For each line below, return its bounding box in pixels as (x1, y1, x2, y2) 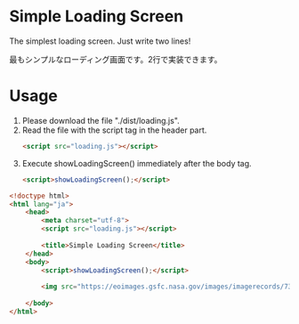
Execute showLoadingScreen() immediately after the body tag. (21, 158, 252, 168)
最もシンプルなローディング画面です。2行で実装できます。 (9, 53, 222, 64)
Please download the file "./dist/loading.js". (21, 115, 180, 126)
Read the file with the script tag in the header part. (21, 125, 207, 135)
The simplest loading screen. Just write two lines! (9, 36, 191, 46)
